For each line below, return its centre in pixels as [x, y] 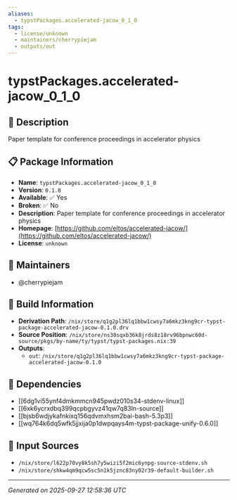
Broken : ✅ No [38, 205]
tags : [16, 27]
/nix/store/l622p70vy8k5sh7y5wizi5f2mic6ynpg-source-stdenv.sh [113, 463]
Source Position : [43, 335]
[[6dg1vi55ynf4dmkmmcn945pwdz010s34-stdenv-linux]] [101, 401]
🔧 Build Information [51, 304]
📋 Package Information [61, 162]
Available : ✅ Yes [43, 197]
